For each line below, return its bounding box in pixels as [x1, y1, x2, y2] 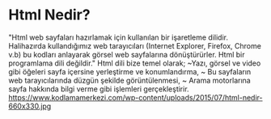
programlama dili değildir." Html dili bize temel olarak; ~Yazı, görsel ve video [8, 58, 261, 68]
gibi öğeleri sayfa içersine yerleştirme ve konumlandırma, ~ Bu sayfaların [8, 66, 252, 76]
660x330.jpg [8, 101, 52, 111]
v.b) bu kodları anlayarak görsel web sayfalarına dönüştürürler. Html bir [8, 49, 245, 59]
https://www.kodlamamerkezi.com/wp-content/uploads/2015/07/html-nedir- [8, 92, 263, 102]
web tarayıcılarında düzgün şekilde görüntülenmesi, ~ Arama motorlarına [8, 75, 251, 85]
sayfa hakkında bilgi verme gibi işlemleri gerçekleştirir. [8, 83, 189, 94]
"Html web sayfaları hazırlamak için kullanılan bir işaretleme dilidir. [8, 32, 229, 42]
